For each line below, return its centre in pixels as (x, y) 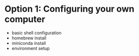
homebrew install (29, 38)
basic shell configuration (36, 33)
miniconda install (29, 43)
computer (25, 19)
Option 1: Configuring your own (69, 9)
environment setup (31, 48)
